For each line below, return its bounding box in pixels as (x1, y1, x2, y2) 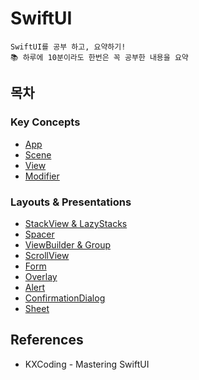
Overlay (24, 270, 58, 282)
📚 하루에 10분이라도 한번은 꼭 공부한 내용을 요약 (10, 52, 189, 62)
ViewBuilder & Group (24, 238, 112, 251)
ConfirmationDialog (24, 292, 106, 304)
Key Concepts (10, 115, 81, 129)
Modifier (24, 170, 60, 182)
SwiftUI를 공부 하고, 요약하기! (10, 42, 127, 52)
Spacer (24, 228, 55, 240)
